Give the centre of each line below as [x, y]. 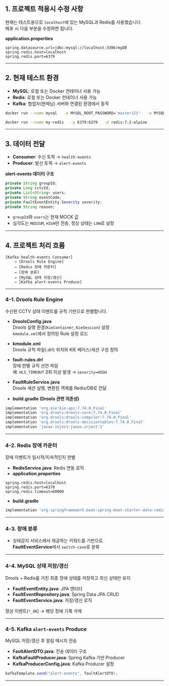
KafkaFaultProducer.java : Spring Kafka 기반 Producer [68, 657]
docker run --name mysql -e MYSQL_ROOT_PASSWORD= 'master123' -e [78, 113]
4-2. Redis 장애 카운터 [31, 445]
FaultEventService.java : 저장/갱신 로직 [52, 600]
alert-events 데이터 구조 [30, 174]
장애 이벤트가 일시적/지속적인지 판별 [40, 458]
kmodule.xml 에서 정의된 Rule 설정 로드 [50, 333]
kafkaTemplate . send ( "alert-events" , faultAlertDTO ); [62, 673]
